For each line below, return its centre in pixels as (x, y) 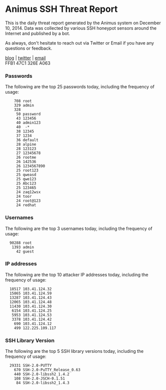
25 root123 (27, 170)
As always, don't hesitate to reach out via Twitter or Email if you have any (80, 43)
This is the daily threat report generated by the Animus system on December (83, 23)
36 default (27, 140)
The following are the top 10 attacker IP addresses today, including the (77, 275)
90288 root (21, 243)
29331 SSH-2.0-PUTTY (31, 366)
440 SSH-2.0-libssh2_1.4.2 (42, 374)
